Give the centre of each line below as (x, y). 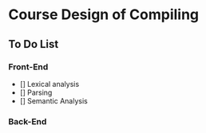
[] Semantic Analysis (53, 100)
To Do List (34, 44)
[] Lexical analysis (50, 84)
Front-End (28, 67)
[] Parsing (36, 92)
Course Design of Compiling (104, 15)
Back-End (28, 121)
